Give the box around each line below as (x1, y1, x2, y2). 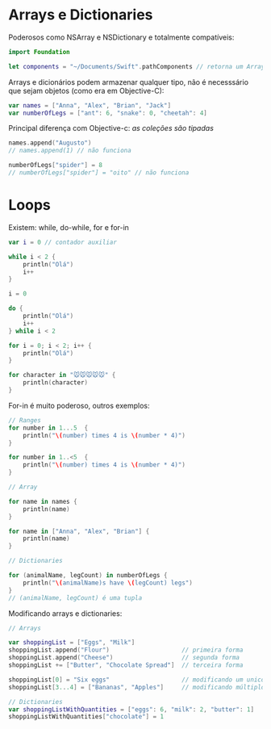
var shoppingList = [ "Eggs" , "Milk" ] (8, 639, 135, 647)
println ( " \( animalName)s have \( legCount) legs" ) (23, 579, 194, 587)
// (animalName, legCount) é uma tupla (8, 593, 143, 602)
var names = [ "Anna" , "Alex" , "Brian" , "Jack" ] (8, 101, 172, 110)
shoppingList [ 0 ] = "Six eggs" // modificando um (8, 676, 244, 684)
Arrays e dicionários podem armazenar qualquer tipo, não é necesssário (8, 77, 248, 86)
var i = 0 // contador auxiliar (8, 238, 117, 246)
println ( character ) (23, 379, 89, 387)
